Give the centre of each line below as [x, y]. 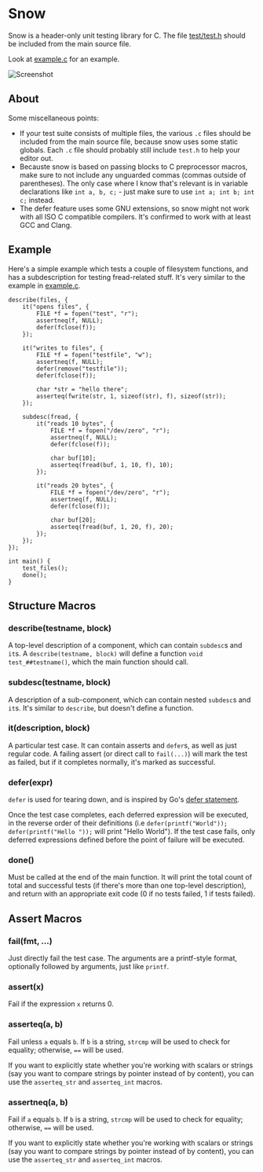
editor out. [36, 158]
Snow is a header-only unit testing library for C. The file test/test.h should [127, 35]
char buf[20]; [73, 520]
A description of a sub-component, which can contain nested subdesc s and [130, 700]
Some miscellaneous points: [54, 118]
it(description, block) [49, 728]
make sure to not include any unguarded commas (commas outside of [133, 175]
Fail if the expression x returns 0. [61, 1004]
